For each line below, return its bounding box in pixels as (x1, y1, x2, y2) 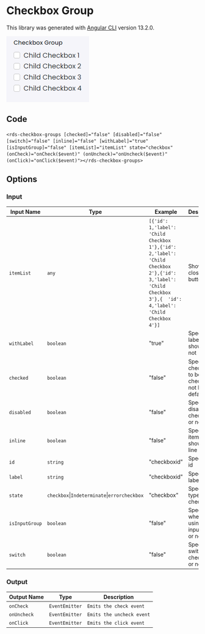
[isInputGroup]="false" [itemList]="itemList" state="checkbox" (6, 145, 173, 151)
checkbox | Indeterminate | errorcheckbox (46, 491, 144, 499)
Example (154, 208, 178, 215)
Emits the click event (87, 620, 145, 627)
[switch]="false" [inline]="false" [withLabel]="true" (6, 138, 149, 144)
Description (103, 593, 134, 600)
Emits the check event (87, 603, 145, 609)
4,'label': (148, 303, 177, 309)
